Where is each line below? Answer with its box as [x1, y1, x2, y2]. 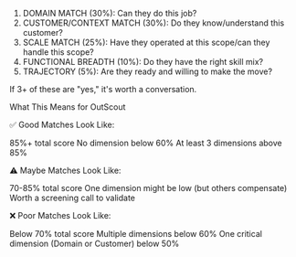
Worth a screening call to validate [9, 192, 135, 203]
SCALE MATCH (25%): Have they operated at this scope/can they [22, 37, 270, 48]
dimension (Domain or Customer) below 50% [9, 238, 180, 249]
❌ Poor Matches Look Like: [9, 210, 111, 220]
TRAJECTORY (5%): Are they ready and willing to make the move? [22, 66, 272, 77]
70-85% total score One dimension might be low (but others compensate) [9, 183, 288, 193]
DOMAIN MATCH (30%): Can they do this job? [22, 8, 197, 18]
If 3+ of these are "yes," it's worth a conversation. [9, 84, 197, 94]
